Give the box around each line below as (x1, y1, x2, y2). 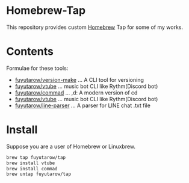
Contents (6, 45, 54, 58)
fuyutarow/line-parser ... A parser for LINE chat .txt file (14, 102, 150, 109)
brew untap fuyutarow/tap (6, 171, 71, 178)
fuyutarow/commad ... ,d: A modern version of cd (14, 88, 138, 96)
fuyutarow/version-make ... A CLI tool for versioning (14, 76, 144, 83)
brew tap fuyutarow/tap (6, 154, 66, 160)
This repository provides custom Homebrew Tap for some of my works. (6, 23, 184, 31)
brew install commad (6, 166, 58, 172)
